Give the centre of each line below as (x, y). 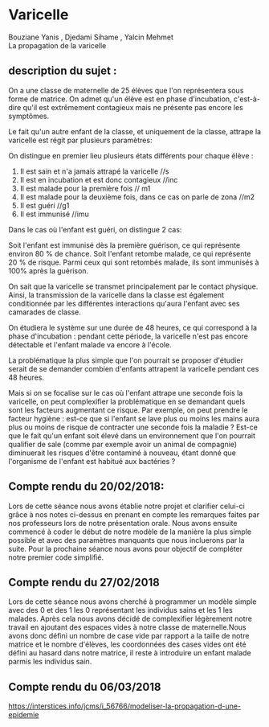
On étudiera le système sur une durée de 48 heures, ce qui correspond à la (133, 327)
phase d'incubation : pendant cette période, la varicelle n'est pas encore (128, 336)
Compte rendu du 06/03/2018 (85, 686)
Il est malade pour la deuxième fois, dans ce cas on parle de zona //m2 (137, 197)
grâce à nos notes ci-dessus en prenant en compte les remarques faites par (134, 514)
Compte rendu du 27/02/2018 (84, 582)
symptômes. (29, 116)
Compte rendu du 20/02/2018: (86, 487)
